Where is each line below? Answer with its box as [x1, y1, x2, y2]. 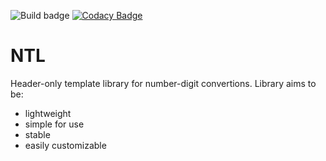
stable [24, 128, 51, 140]
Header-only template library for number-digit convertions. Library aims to [10, 77, 317, 89]
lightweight [24, 107, 72, 119]
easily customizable [24, 139, 107, 151]
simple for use [24, 118, 85, 130]
